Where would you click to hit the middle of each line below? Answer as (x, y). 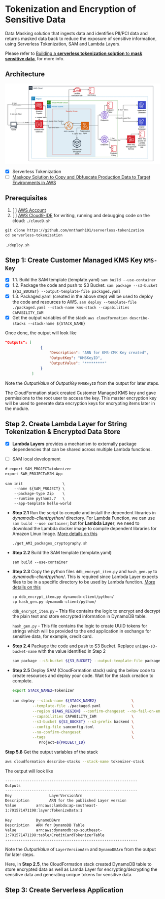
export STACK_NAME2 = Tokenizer (43, 690)
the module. (17, 408)
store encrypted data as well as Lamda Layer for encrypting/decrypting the (81, 869)
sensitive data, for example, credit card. (52, 636)
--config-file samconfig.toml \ (83, 727)
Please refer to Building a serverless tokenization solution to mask (74, 53)
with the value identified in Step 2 (72, 651)
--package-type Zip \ (39, 494)
